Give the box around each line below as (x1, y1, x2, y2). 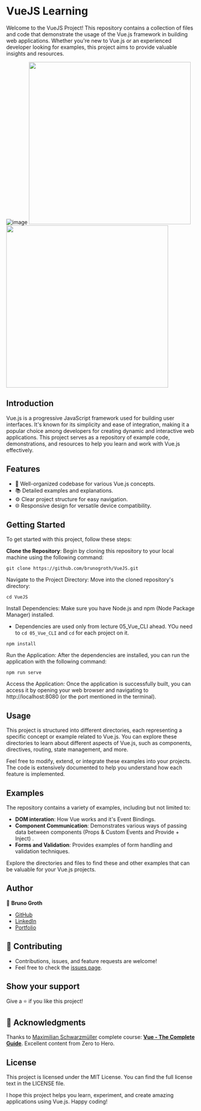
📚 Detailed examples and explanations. (14, 487, 113, 494)
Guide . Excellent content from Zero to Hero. (6, 1040, 115, 1047)
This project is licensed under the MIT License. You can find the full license (6, 1074, 193, 1081)
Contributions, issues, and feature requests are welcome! (14, 957, 158, 964)
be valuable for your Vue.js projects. (6, 866, 96, 873)
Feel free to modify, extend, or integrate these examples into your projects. (6, 758, 191, 765)
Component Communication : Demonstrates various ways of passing (14, 822, 187, 829)
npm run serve (6, 670, 42, 676)
